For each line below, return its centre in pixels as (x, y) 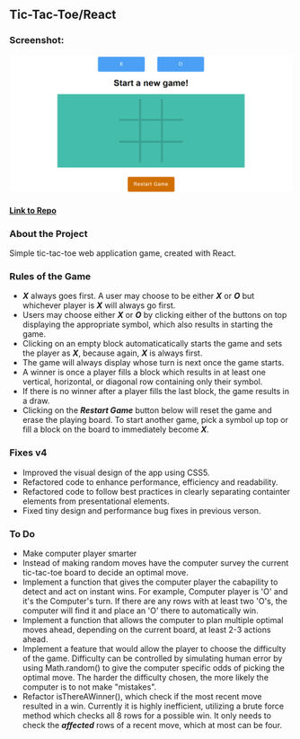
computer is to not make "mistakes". (89, 687)
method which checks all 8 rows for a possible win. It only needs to (147, 716)
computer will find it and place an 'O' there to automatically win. (140, 611)
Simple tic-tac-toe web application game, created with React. (123, 253)
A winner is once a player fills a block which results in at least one (144, 373)
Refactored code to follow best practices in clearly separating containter (156, 491)
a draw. (36, 401)
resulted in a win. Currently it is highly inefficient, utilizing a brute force (153, 706)
